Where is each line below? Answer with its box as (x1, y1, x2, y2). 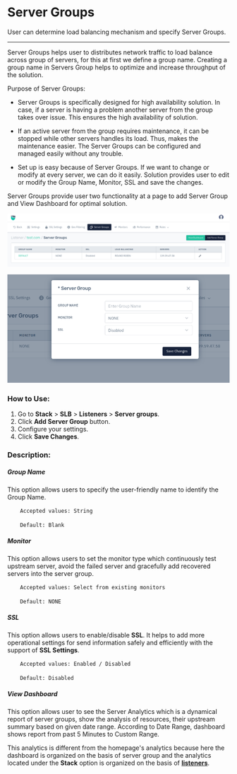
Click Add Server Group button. (17, 417, 111, 426)
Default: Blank (20, 521, 65, 529)
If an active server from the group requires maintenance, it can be (17, 127, 209, 135)
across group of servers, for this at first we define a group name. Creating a (7, 55, 228, 64)
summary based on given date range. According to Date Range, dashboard (7, 722, 226, 731)
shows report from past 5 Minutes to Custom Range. (7, 730, 160, 739)
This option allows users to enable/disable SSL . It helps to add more (7, 631, 205, 640)
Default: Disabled (20, 675, 74, 682)
